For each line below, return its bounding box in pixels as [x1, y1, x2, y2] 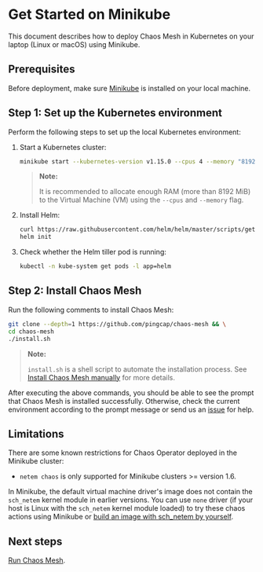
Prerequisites [8, 63, 75, 76]
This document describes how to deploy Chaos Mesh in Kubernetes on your [8, 31, 254, 41]
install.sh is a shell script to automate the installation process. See [27, 364, 247, 374]
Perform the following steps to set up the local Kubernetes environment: [8, 127, 241, 137]
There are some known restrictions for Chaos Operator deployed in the [8, 448, 238, 457]
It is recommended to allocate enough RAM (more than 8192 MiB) [38, 187, 251, 196]
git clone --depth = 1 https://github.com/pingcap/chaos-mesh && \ [8, 320, 226, 328]
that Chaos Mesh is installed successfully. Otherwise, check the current [8, 396, 240, 405]
